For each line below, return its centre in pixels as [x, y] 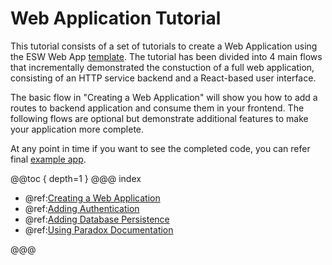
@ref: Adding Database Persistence [97, 219]
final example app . [48, 159]
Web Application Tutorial [116, 18]
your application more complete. [77, 129]
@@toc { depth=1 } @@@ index [76, 178]
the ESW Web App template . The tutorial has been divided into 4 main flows [166, 56]
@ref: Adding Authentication [82, 208]
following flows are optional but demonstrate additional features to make [159, 118]
